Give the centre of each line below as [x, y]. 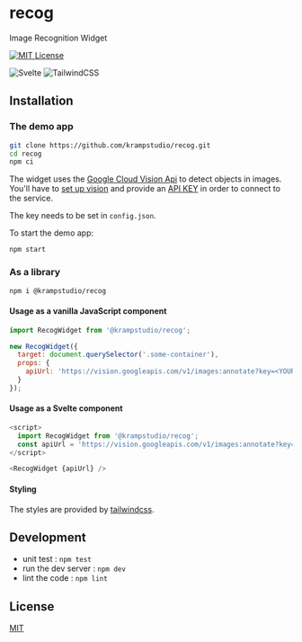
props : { [34, 363]
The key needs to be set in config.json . [83, 216]
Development [48, 537]
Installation [41, 101]
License [32, 606]
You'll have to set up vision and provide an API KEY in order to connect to [145, 189]
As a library [35, 272]
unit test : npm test [57, 559]
